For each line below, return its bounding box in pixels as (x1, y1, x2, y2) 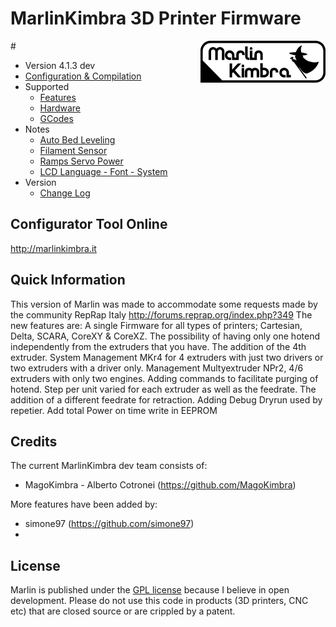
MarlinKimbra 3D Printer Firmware (10, 7, 302, 30)
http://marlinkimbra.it (10, 242, 97, 254)
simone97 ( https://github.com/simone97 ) (24, 518, 195, 530)
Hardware (39, 102, 81, 114)
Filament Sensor (39, 144, 108, 156)
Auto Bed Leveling (39, 133, 116, 146)
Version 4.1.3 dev (24, 59, 96, 71)
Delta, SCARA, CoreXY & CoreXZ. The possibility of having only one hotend (10, 330, 320, 342)
